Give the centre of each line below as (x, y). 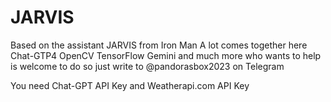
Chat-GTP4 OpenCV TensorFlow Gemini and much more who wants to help (166, 55)
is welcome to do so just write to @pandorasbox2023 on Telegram (147, 66)
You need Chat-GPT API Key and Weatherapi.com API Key (130, 85)
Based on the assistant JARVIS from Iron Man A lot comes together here (159, 45)
